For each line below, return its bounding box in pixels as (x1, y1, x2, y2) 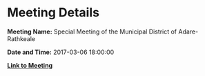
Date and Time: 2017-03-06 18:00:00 (7, 48, 115, 56)
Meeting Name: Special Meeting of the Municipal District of (7, 27, 177, 36)
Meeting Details (7, 5, 100, 21)
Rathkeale (7, 34, 36, 42)
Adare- (178, 27, 199, 36)
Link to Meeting (7, 61, 53, 69)
